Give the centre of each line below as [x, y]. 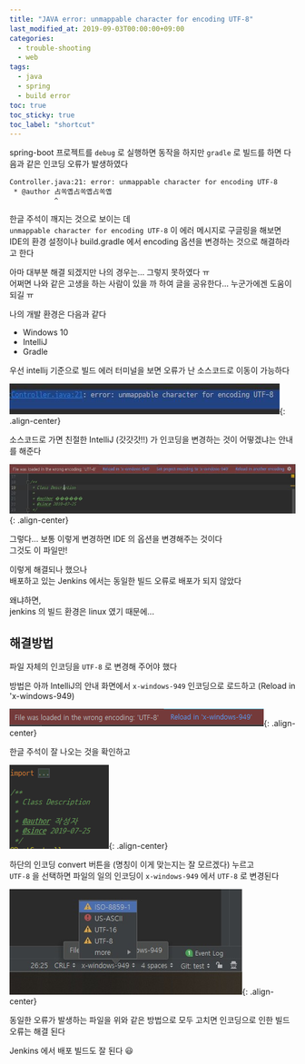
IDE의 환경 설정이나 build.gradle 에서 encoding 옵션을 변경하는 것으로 [134, 241]
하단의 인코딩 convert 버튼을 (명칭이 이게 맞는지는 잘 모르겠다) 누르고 [132, 865]
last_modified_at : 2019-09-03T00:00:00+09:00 [97, 29]
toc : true [28, 105]
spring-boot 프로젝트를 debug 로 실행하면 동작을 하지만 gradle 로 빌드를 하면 [146, 153]
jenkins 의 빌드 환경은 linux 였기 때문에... [82, 612]
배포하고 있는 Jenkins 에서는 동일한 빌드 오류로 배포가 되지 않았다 [126, 581]
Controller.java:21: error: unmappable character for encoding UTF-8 [144, 182]
